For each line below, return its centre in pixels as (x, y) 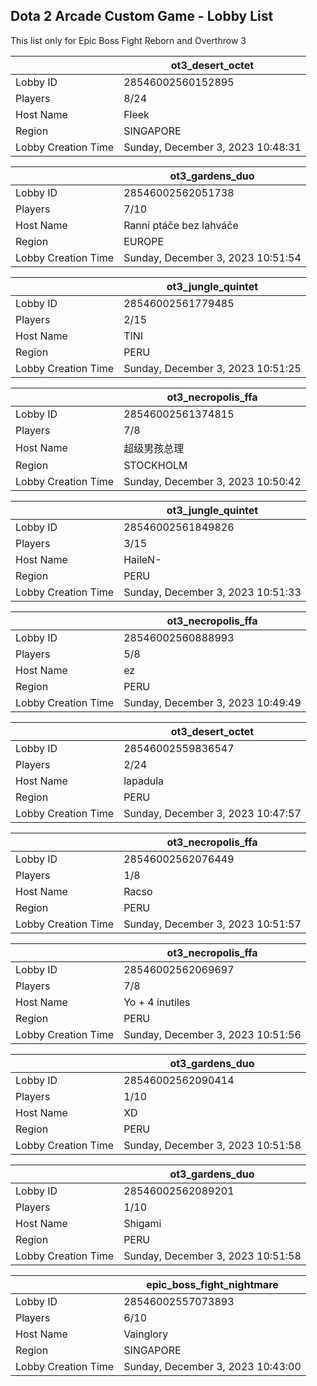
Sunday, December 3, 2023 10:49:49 (212, 702)
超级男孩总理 (154, 448)
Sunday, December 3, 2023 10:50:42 (212, 481)
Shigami (142, 1223)
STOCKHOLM (155, 465)
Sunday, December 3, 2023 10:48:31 (212, 147)
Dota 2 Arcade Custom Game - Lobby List (142, 16)
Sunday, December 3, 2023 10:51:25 (212, 368)
